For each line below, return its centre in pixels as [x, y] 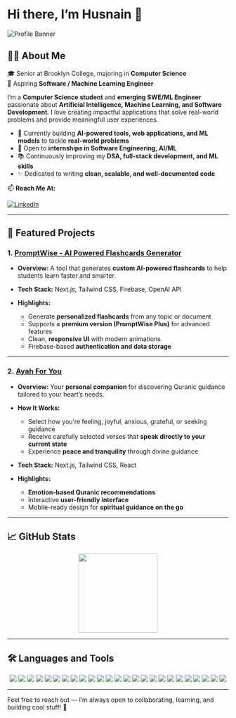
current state [47, 444]
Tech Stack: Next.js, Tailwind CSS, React [77, 465]
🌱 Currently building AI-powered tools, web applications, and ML [113, 133]
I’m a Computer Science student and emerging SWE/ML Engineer [104, 97]
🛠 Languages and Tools [61, 658]
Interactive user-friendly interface [78, 499]
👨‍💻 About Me [37, 56]
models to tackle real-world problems [73, 141]
